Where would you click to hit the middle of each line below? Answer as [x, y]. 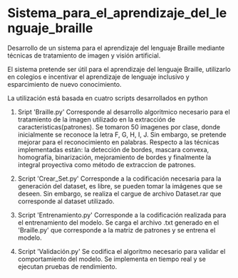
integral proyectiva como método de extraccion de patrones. [107, 164]
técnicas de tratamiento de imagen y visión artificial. [84, 55]
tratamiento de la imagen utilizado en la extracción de [97, 119]
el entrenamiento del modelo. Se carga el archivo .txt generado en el [118, 223]
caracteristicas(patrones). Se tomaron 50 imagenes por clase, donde [119, 127]
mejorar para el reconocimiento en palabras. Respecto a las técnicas [118, 142]
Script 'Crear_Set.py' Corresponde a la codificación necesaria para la [119, 178]
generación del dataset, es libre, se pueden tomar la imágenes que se [120, 186]
